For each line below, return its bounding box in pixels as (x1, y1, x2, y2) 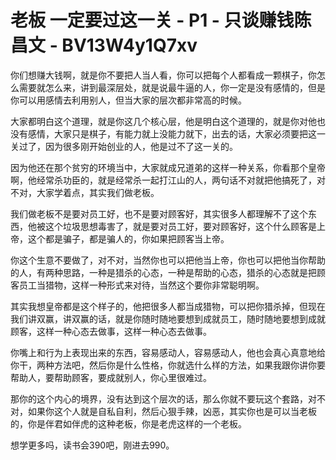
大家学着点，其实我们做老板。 (36, 186, 160, 198)
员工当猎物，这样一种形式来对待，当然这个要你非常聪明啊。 (18, 279, 265, 291)
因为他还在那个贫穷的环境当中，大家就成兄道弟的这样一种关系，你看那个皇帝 (10, 161, 326, 173)
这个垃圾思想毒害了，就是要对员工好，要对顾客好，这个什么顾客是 (44, 220, 317, 232)
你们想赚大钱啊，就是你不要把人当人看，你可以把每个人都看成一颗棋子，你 (10, 69, 317, 81)
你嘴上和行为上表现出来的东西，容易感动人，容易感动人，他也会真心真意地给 (10, 346, 326, 358)
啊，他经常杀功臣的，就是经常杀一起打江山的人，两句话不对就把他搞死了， (10, 174, 317, 186)
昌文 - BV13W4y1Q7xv (10, 34, 198, 57)
